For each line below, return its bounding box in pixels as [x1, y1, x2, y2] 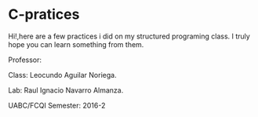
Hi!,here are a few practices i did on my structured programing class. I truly [8, 31, 251, 41]
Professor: [8, 55, 42, 64]
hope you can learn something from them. [8, 39, 144, 49]
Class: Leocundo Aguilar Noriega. [8, 70, 117, 79]
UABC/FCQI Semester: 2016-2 [8, 101, 106, 110]
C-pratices [8, 5, 80, 24]
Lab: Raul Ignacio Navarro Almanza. [8, 85, 124, 95]
